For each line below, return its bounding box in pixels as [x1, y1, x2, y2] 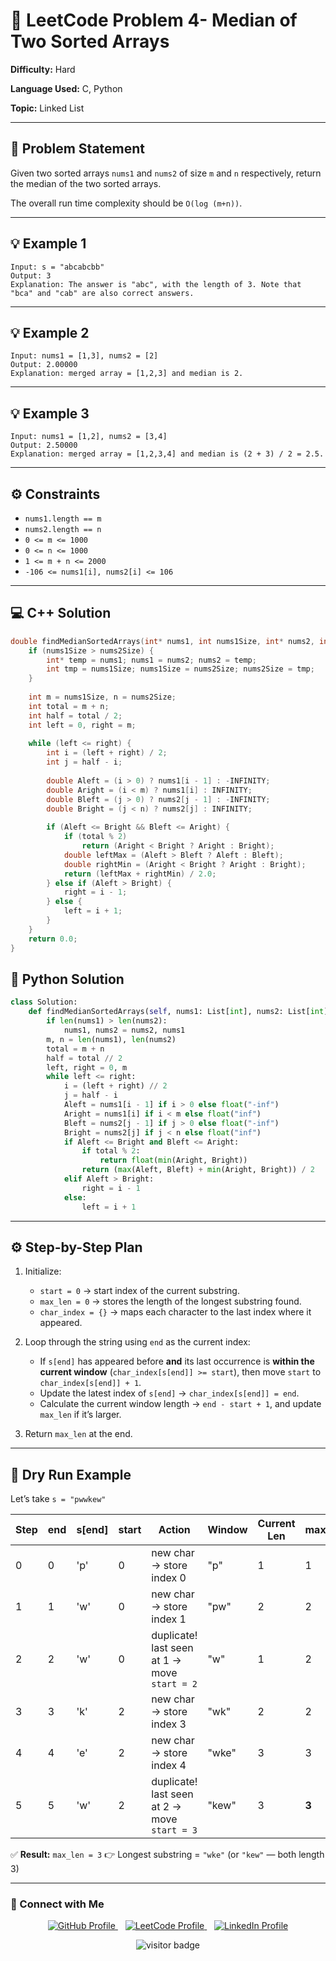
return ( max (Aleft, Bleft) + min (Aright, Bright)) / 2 [81, 1165, 315, 1175]
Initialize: [24, 1265, 62, 1278]
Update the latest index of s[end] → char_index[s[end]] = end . [39, 1387, 300, 1399]
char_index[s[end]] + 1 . [39, 1377, 142, 1389]
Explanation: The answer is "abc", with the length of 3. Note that [10, 279, 302, 289]
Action [158, 1523, 191, 1537]
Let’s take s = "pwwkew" [10, 1493, 107, 1505]
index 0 [151, 1571, 187, 1585]
